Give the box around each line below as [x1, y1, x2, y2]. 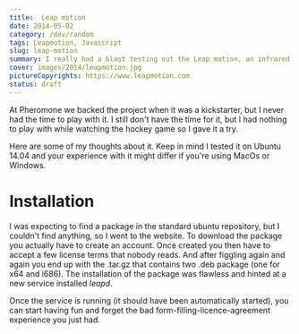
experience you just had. [9, 314, 101, 325]
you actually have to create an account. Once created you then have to [9, 239, 271, 251]
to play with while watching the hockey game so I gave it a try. [9, 123, 239, 134]
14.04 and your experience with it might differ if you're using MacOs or [9, 150, 270, 161]
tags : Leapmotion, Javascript [9, 38, 123, 47]
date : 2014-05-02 [9, 21, 74, 30]
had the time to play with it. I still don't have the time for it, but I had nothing [9, 114, 288, 124]
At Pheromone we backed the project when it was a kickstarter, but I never [9, 104, 285, 115]
